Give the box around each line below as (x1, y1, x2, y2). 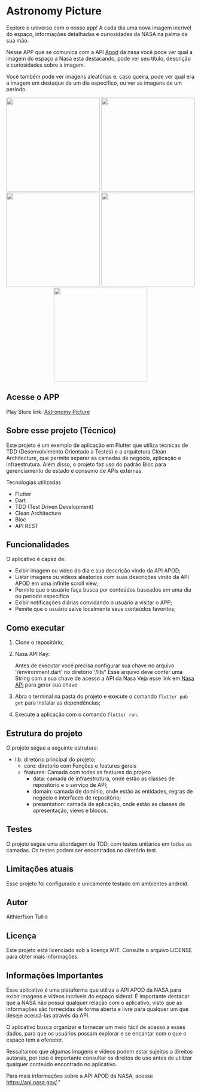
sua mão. (6, 37, 29, 44)
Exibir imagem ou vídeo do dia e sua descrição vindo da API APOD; (14, 567, 181, 574)
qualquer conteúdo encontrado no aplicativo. (6, 1061, 118, 1068)
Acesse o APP (6, 392, 60, 402)
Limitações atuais (6, 864, 74, 875)
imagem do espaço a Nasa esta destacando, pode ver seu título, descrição (6, 55, 191, 62)
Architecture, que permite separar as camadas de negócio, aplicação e (6, 454, 181, 461)
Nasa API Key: (14, 651, 50, 658)
